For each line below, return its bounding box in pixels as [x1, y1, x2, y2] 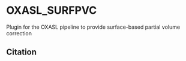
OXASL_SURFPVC [6, 4, 97, 17]
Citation [6, 47, 37, 57]
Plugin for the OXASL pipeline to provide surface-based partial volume [6, 23, 181, 30]
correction [6, 29, 32, 36]
